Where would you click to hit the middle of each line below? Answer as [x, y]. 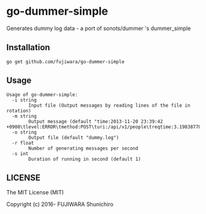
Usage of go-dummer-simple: [42, 94]
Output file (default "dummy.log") [74, 137]
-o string [24, 132]
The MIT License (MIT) [35, 193]
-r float [23, 143]
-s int [20, 154]
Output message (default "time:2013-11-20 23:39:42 [96, 121]
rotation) [19, 111]
